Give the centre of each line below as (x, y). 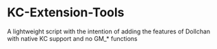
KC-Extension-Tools (66, 13)
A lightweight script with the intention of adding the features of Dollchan (109, 31)
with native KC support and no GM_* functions (73, 38)
